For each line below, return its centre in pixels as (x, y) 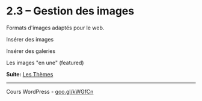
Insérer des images (30, 39)
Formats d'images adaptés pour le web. (55, 28)
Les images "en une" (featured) (45, 63)
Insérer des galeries (31, 51)
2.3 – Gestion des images (70, 11)
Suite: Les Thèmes (30, 74)
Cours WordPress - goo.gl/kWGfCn (50, 91)
